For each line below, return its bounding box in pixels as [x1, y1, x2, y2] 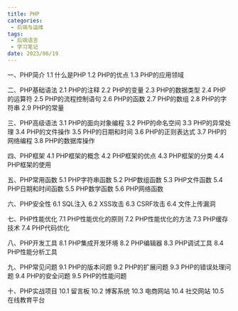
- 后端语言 [10, 37, 39, 44]
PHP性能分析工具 [7, 247, 58, 256]
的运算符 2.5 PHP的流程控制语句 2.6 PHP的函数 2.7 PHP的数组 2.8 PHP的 [7, 94, 221, 103]
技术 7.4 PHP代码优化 [7, 223, 70, 232]
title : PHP [7, 10, 40, 18]
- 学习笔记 [10, 43, 39, 51]
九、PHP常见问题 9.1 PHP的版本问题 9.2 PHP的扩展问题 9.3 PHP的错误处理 [7, 263, 225, 271]
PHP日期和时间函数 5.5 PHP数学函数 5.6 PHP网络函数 [7, 184, 163, 193]
